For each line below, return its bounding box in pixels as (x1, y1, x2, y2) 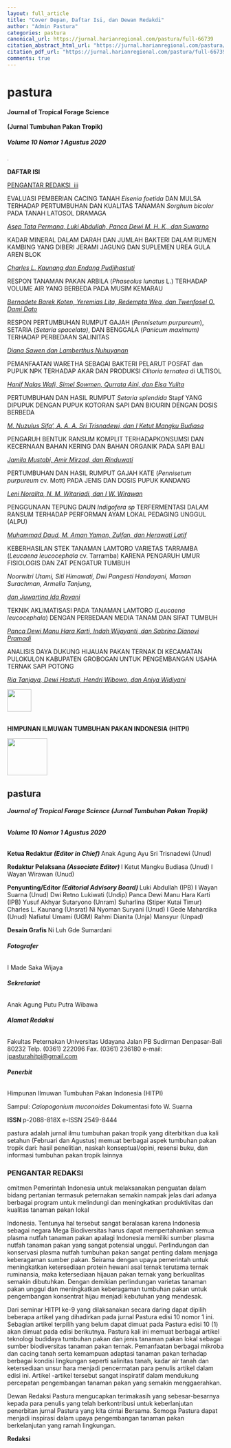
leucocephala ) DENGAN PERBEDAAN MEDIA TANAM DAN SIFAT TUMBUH (7, 613, 218, 622)
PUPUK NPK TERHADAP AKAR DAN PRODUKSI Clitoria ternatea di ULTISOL (7, 366, 222, 375)
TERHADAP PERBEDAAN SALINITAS (7, 333, 110, 341)
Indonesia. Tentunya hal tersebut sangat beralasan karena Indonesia (7, 1219, 201, 1228)
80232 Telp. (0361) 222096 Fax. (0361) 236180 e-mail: (7, 1045, 163, 1053)
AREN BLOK (7, 250, 41, 258)
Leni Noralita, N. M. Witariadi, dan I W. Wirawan (7, 490, 143, 498)
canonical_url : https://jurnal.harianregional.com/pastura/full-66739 (7, 36, 214, 43)
